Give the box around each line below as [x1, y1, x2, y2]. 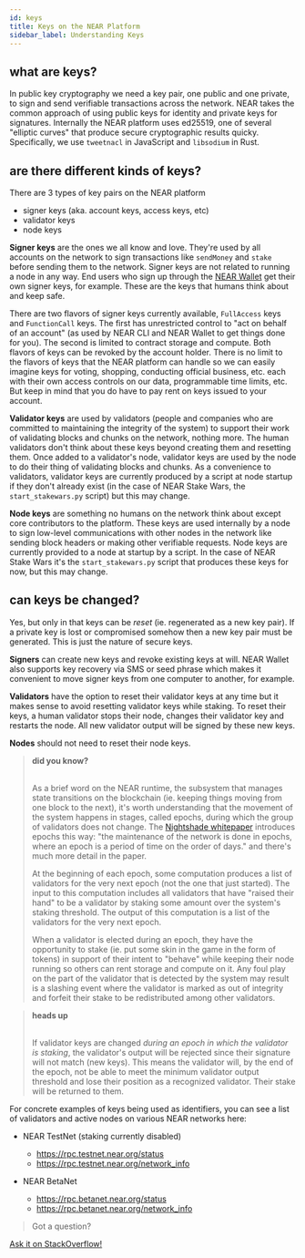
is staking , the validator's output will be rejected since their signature [31, 1047, 291, 1057]
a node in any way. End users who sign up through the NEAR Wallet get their [9, 271, 296, 282]
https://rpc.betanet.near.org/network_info [36, 1202, 193, 1213]
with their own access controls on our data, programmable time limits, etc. [9, 376, 288, 387]
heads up [31, 1009, 68, 1021]
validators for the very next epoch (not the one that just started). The [31, 877, 290, 889]
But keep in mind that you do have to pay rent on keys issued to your [9, 386, 267, 397]
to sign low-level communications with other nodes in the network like [9, 528, 272, 538]
